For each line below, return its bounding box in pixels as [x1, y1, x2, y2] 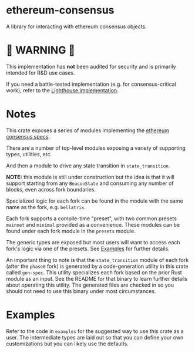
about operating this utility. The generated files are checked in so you [6, 281, 174, 288]
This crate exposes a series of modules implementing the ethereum [6, 127, 169, 134]
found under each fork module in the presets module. [6, 227, 136, 234]
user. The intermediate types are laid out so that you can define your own [6, 334, 184, 341]
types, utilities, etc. [6, 150, 52, 157]
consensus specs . [6, 133, 51, 140]
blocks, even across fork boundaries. [6, 186, 96, 193]
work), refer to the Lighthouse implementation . [6, 86, 119, 94]
